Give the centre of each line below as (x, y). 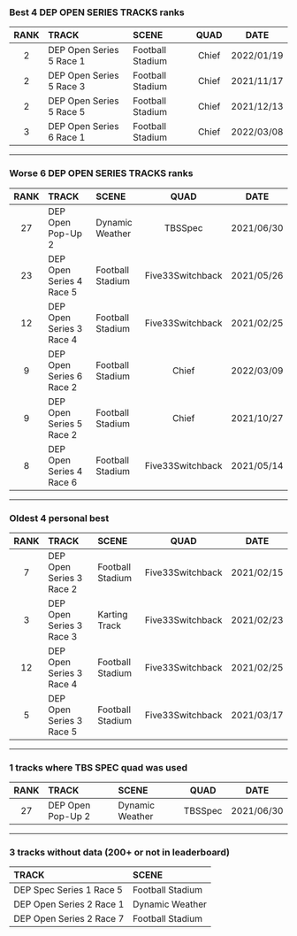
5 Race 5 (67, 112)
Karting (112, 614)
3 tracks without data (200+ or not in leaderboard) (119, 853)
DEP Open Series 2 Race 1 (69, 904)
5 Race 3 (67, 87)
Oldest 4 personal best (59, 518)
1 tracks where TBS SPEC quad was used (99, 767)
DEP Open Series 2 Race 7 (69, 919)
